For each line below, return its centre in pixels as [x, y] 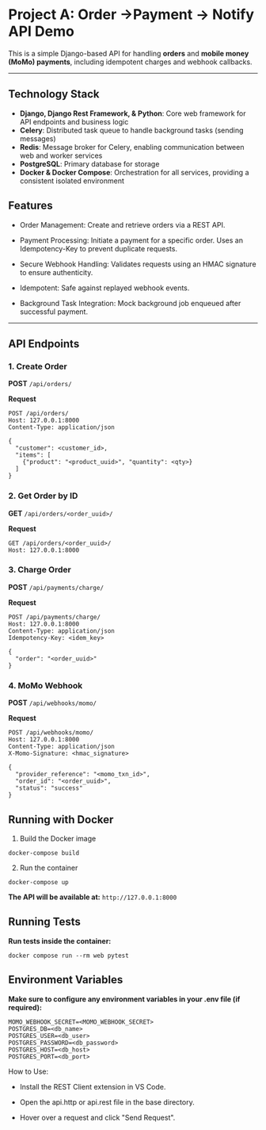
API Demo [42, 31]
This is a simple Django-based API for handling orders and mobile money [129, 53]
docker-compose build [44, 853]
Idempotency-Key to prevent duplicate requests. [99, 248]
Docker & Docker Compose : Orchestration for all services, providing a [134, 172]
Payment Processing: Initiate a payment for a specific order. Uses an [131, 240]
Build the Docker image [58, 838]
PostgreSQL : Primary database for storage [89, 163]
